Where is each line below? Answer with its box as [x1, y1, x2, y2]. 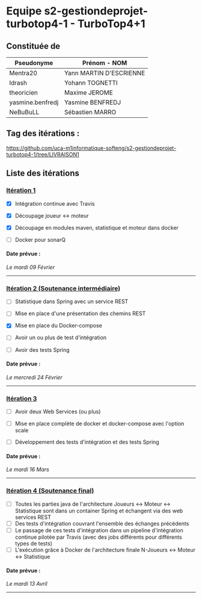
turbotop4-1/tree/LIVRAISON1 [6, 150, 79, 158]
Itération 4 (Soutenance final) [6, 487, 94, 495]
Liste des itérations [6, 168, 80, 179]
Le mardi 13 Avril [6, 580, 47, 588]
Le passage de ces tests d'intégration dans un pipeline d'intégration [14, 526, 183, 533]
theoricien [9, 88, 38, 97]
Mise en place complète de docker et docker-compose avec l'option [14, 420, 185, 428]
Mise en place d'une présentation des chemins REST [14, 310, 146, 317]
